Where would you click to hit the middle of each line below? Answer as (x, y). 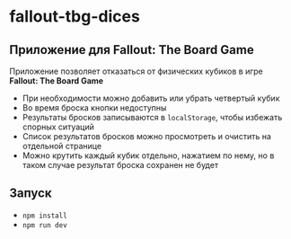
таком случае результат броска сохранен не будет (120, 165)
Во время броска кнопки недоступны (94, 108)
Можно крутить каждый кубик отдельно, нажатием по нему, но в (148, 155)
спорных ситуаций (58, 127)
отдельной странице (62, 146)
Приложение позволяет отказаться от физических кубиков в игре (136, 71)
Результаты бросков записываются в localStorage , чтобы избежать (152, 117)
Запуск (31, 194)
